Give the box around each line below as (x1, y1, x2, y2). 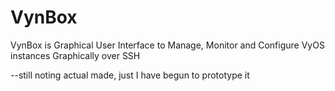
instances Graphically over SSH (10, 49, 141, 61)
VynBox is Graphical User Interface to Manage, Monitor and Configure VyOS (10, 39, 325, 51)
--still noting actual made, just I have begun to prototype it (10, 69, 250, 81)
